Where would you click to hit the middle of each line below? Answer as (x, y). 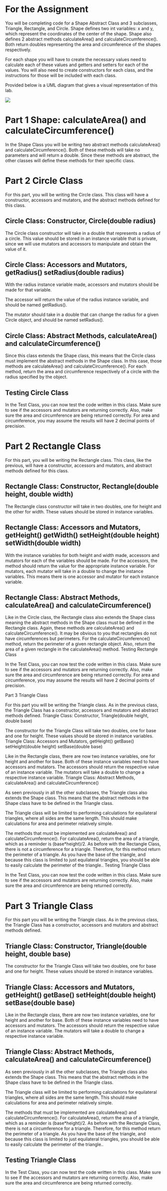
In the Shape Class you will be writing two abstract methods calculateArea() (83, 144)
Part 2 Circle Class (44, 181)
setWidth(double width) (43, 543)
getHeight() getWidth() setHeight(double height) (82, 535)
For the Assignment (47, 9)
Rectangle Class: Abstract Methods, (63, 598)
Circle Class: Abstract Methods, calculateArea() (81, 336)
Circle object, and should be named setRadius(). (55, 320)
